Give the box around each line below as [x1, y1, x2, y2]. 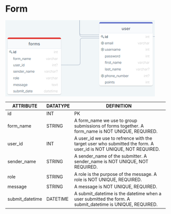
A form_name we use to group [74, 117, 137, 124]
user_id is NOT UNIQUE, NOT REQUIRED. [74, 146, 160, 152]
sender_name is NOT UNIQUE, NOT [74, 159, 149, 165]
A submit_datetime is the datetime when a [74, 191, 162, 197]
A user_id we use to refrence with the [74, 135, 153, 141]
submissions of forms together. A [74, 123, 144, 129]
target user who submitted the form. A [74, 141, 154, 147]
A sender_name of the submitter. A [74, 153, 147, 159]
